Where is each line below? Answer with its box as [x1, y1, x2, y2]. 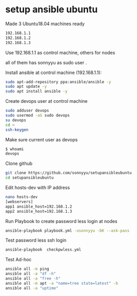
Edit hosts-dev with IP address [5, 184, 70, 191]
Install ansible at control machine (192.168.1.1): [5, 69, 102, 76]
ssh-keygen [5, 127, 29, 132]
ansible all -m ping [5, 266, 50, 272]
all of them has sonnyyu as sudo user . [5, 59, 87, 65]
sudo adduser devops [5, 108, 50, 114]
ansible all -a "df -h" [5, 271, 56, 276]
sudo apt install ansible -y [5, 89, 68, 94]
